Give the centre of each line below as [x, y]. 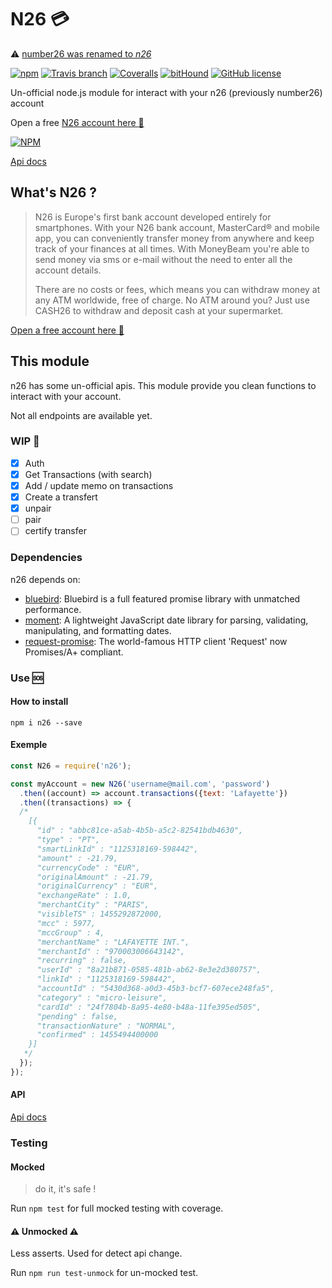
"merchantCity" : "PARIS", [93, 905]
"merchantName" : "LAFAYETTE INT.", [113, 942]
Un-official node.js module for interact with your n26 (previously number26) [166, 92]
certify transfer [55, 531]
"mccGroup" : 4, [70, 932]
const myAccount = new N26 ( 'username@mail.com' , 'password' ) [140, 784]
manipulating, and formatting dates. [98, 630]
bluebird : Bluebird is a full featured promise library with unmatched [162, 598]
